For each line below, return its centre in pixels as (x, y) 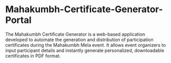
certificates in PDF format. (33, 56)
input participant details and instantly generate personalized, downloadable (85, 50)
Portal (18, 20)
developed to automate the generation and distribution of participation (79, 40)
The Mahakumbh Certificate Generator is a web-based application (75, 34)
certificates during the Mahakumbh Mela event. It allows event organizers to (85, 45)
